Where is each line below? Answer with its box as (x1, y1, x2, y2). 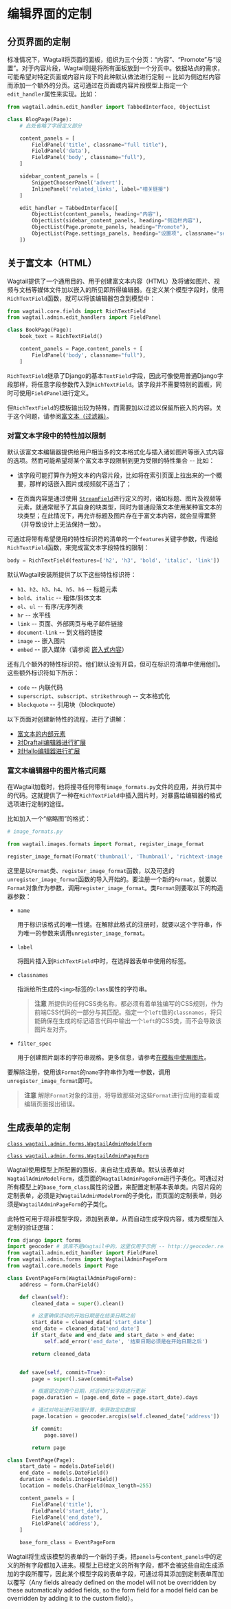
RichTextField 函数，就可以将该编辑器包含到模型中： (7, 294, 156, 302)
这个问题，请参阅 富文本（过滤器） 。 (12, 412, 113, 420)
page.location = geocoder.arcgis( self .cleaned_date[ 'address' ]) (32, 1413, 220, 1420)
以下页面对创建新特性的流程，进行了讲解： (7, 715, 128, 723)
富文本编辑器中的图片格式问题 (7, 766, 107, 775)
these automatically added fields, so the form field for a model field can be (7, 1586, 219, 1595)
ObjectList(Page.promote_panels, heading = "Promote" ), (32, 224, 189, 231)
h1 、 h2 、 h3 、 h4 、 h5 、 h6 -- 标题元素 (16, 585, 118, 593)
